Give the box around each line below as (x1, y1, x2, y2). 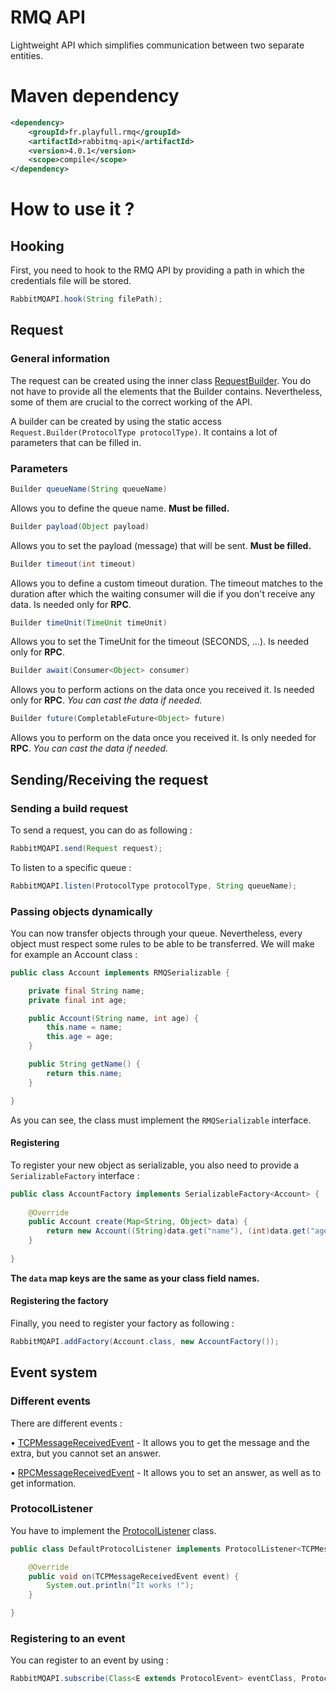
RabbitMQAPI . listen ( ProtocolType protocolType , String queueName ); (10, 881, 298, 891)
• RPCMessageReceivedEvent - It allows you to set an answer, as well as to (10, 1466, 322, 1478)
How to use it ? (10, 198, 135, 221)
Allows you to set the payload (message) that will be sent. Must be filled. (10, 539, 312, 551)
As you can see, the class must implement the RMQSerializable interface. (10, 1114, 312, 1126)
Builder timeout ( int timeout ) (10, 559, 137, 569)
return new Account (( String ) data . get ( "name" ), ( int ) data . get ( (46, 1226, 311, 1236)
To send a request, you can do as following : (10, 824, 193, 836)
